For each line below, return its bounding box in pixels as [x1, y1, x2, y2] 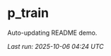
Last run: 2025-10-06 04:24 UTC [7, 42, 104, 50]
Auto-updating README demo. [7, 28, 98, 37]
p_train [7, 5, 49, 21]
